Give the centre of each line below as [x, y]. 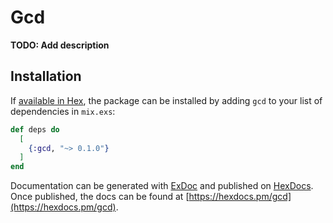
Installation [46, 76]
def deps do [35, 129]
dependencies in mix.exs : [63, 111]
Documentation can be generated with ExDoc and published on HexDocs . [162, 186]
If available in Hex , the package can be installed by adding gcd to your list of [166, 100]
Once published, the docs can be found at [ [100, 197]
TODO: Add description [60, 45]
